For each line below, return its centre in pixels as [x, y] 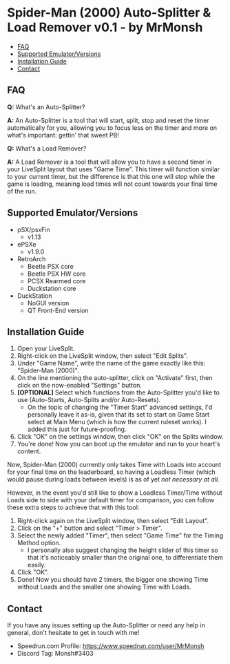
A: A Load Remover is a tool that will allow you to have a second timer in [109, 162]
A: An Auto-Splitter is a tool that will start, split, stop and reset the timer [108, 120]
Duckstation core [52, 288]
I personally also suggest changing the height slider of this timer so [123, 550]
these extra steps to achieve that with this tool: [73, 508]
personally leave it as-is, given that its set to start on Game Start [118, 415]
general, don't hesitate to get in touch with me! [73, 633]
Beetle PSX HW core [56, 274]
